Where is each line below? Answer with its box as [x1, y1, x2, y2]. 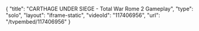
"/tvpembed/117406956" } [5, 18, 71, 25]
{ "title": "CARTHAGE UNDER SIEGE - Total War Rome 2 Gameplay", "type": [5, 5, 194, 12]
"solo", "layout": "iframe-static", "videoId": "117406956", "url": [5, 12, 160, 19]
